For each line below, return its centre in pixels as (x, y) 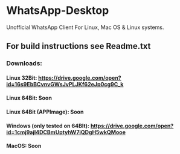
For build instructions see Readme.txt (79, 46)
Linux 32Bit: (22, 78)
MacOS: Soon (24, 146)
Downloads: (24, 63)
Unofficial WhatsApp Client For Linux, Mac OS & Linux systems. (85, 27)
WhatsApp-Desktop (58, 11)
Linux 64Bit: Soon (29, 98)
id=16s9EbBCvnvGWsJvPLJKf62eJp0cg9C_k (65, 84)
